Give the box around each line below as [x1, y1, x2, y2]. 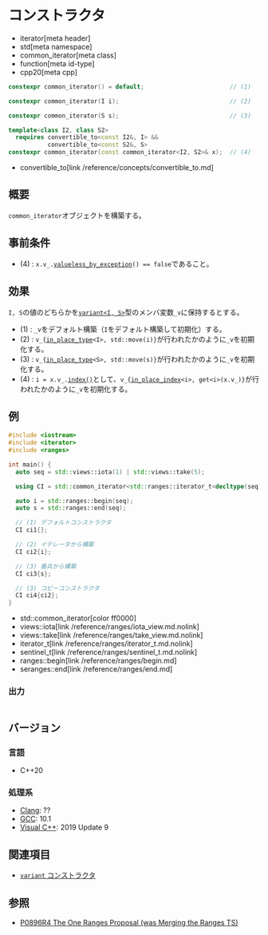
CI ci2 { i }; [15, 548, 52, 556]
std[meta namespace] [19, 42, 93, 51]
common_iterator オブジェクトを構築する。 [8, 210, 146, 220]
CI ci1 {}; [15, 526, 48, 534]
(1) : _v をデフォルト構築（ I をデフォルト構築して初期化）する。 [19, 324, 227, 334]
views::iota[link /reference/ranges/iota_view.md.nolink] [19, 622, 199, 632]
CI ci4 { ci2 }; [15, 592, 59, 600]
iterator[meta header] [19, 33, 91, 43]
